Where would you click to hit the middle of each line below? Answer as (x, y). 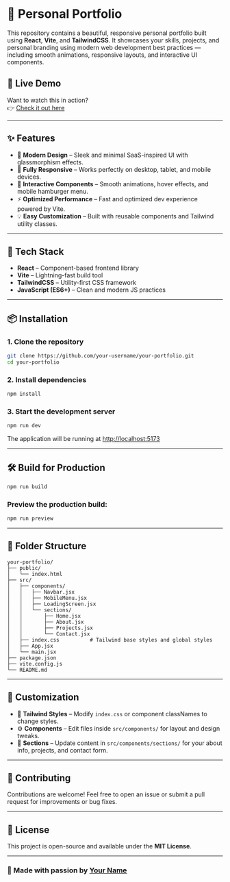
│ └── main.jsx (32, 652)
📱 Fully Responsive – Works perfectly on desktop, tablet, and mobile (114, 169)
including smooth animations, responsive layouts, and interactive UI (102, 55)
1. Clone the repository (46, 342)
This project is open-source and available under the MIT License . (99, 846)
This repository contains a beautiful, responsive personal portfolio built (107, 33)
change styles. (38, 721)
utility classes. (37, 224)
